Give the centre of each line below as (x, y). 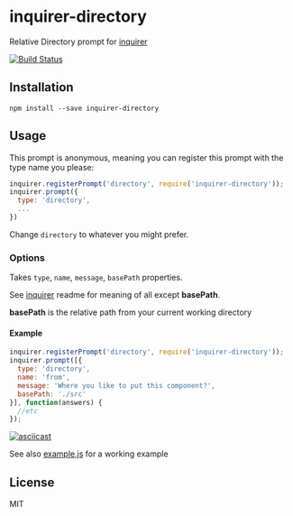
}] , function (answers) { (56, 402)
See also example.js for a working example (89, 454)
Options (27, 257)
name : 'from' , (44, 378)
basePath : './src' (52, 394)
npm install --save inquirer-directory (84, 108)
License (32, 482)
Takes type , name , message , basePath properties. (96, 278)
